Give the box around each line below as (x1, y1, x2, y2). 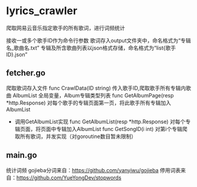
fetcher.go (6, 68, 46, 78)
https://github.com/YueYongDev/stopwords (17, 174, 122, 181)
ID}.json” (6, 51, 28, 58)
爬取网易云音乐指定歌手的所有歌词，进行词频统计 (6, 24, 125, 31)
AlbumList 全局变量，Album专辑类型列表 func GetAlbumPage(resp (12, 91, 174, 99)
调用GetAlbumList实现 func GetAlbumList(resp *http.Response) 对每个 (14, 118, 186, 125)
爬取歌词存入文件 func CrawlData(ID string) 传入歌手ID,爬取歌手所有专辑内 (6, 84, 186, 91)
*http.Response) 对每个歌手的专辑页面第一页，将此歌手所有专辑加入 (6, 99, 172, 106)
